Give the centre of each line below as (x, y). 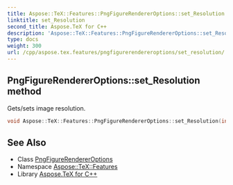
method (24, 91)
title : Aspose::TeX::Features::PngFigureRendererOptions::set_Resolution (116, 14)
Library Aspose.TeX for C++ (57, 174)
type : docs (23, 40)
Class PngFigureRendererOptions (65, 159)
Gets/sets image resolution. (46, 108)
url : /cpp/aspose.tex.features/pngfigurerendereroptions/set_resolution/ (116, 53)
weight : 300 (24, 46)
